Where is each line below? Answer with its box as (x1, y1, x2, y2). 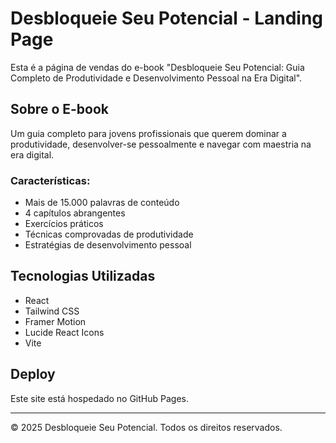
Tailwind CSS (24, 305, 80, 317)
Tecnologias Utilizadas (10, 268, 156, 285)
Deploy (10, 366, 56, 383)
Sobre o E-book (10, 101, 109, 118)
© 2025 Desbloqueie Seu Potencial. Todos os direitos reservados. (10, 421, 283, 433)
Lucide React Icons (24, 326, 105, 338)
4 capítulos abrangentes (24, 207, 126, 219)
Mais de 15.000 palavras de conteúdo (24, 197, 180, 209)
